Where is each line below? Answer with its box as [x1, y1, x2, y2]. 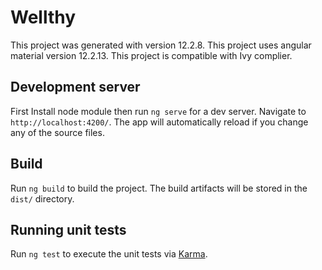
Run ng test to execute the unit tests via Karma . [10, 248, 208, 260]
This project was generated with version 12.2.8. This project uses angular [10, 39, 312, 51]
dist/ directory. [10, 192, 75, 205]
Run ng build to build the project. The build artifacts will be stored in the [10, 182, 308, 194]
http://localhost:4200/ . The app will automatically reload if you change [10, 116, 309, 128]
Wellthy [10, 6, 77, 29]
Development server [10, 79, 141, 96]
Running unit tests [10, 221, 127, 238]
